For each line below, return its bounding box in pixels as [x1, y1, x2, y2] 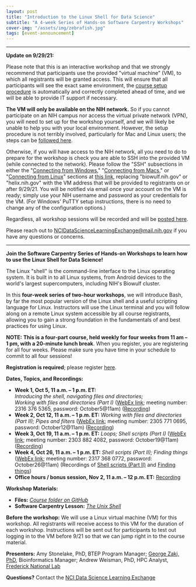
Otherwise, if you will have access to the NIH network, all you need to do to [6, 148, 187, 155]
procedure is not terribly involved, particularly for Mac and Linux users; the [6, 131, 186, 138]
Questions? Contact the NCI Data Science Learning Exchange [6, 574, 156, 581]
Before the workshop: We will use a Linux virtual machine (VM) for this [6, 514, 177, 521]
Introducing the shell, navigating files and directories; [14, 393, 143, 400]
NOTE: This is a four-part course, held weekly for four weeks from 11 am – [6, 334, 188, 341]
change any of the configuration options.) [6, 204, 106, 211]
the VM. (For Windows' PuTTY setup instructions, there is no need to [6, 198, 171, 205]
